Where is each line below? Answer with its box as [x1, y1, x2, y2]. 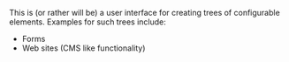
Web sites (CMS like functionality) [21, 43, 146, 53]
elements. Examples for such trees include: [9, 17, 166, 27]
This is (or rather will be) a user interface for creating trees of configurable [9, 8, 280, 17]
